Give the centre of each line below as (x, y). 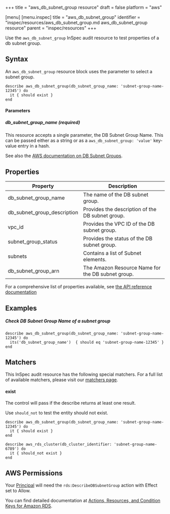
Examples (21, 308)
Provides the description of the (120, 209)
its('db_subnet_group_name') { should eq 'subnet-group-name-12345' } (87, 342)
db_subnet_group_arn (34, 271)
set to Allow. (18, 491)
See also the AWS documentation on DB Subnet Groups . (64, 156)
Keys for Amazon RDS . (29, 506)
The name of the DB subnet (116, 195)
